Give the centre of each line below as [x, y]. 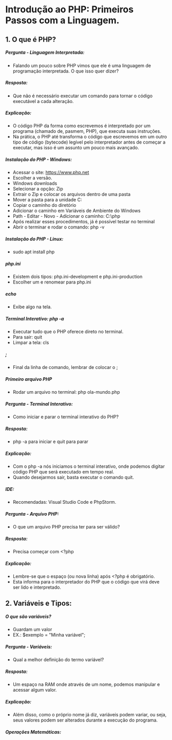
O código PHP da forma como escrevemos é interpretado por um [81, 126]
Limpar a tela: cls [31, 343]
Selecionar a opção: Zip [38, 189]
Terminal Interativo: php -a [35, 319]
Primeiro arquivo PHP [29, 379]
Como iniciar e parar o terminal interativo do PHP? [66, 417]
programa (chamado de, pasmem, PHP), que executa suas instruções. [87, 131]
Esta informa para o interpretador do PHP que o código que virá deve [86, 582]
